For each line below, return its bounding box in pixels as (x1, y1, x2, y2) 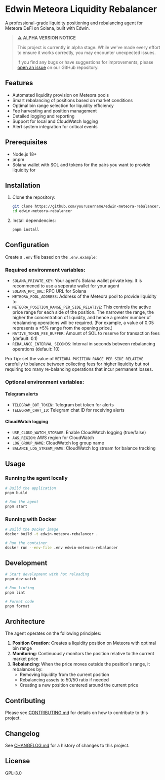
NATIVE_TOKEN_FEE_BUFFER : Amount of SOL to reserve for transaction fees (12, 331, 160, 336)
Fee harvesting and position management (12, 108, 97, 113)
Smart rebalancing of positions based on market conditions (12, 97, 133, 103)
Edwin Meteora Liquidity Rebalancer (5, 3, 157, 15)
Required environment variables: (5, 266, 85, 273)
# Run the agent (5, 499, 39, 504)
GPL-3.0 (5, 770, 22, 776)
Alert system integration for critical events (12, 123, 98, 129)
